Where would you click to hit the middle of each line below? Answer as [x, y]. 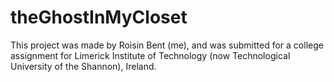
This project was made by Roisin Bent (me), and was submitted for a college [167, 45]
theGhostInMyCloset [99, 17]
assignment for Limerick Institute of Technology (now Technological [150, 55]
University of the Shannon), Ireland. [83, 66]
